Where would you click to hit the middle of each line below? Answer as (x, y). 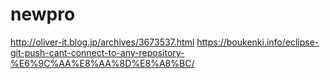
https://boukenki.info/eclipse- (258, 42)
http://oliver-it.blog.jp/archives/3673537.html (102, 42)
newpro (43, 14)
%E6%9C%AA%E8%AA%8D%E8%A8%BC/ (102, 63)
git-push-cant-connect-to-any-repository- (97, 52)
